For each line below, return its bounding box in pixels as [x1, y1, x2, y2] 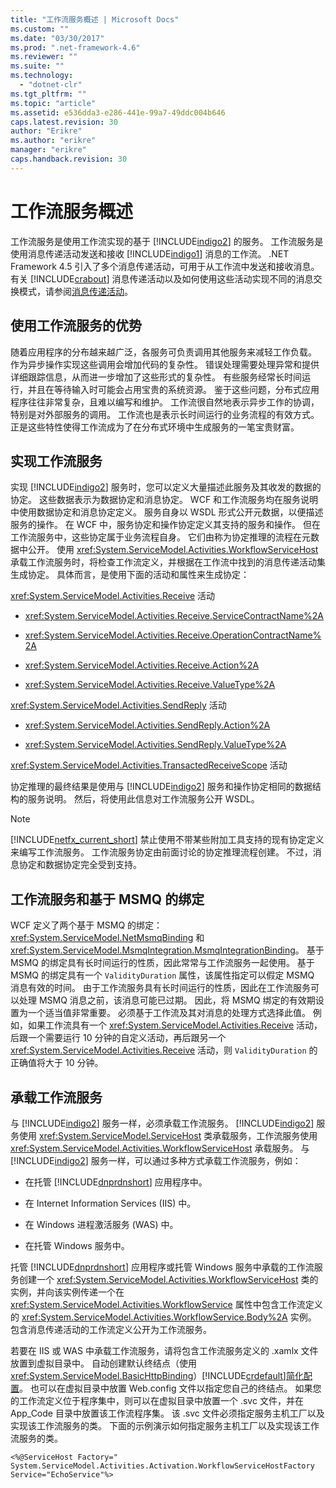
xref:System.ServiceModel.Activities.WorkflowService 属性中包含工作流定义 [10, 1298, 323, 1310]
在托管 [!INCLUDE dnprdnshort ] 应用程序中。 [24, 1176, 208, 1188]
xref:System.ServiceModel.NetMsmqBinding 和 [10, 932, 205, 944]
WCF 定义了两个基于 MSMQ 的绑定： [10, 919, 163, 931]
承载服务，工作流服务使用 [212, 1129, 318, 1141]
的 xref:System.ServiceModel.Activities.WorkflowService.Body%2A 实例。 [10, 1311, 317, 1323]
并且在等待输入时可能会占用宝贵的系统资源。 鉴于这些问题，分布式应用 [27, 383, 320, 395]
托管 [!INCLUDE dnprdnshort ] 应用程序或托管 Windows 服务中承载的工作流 [10, 1261, 315, 1273]
